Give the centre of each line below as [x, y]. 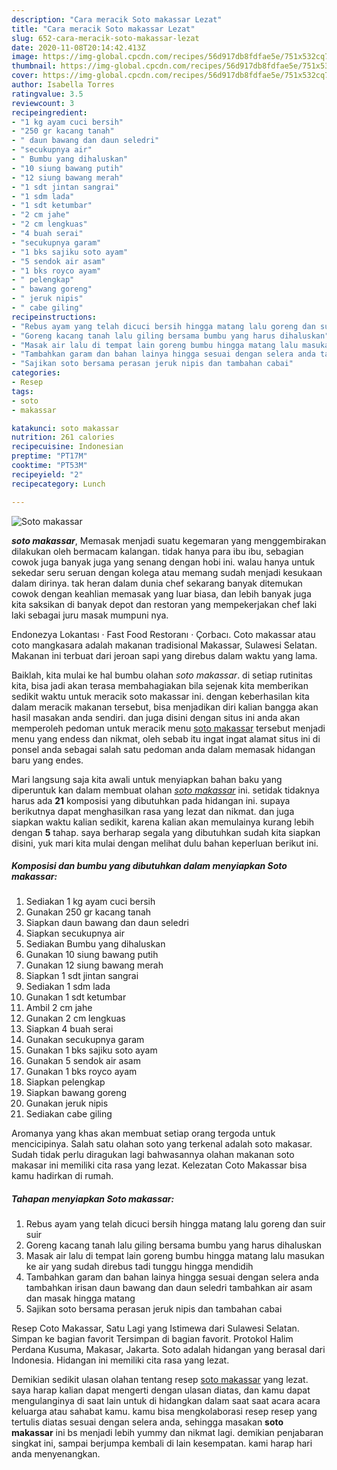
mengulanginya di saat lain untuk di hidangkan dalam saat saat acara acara [166, 1401]
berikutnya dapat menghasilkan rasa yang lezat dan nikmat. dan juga [153, 811]
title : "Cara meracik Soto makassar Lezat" [103, 29]
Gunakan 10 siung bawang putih [92, 955]
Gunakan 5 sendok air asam [83, 1061]
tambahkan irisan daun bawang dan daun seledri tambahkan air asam [169, 1288]
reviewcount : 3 [43, 103]
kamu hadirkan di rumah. [62, 1176]
